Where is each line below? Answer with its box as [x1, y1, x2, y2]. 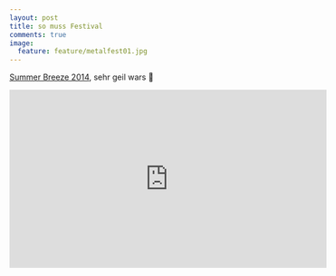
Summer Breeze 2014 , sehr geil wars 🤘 [9, 71, 154, 82]
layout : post [9, 13, 59, 23]
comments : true [9, 30, 67, 39]
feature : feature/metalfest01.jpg [17, 47, 148, 56]
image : [9, 38, 34, 48]
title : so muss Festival [9, 22, 103, 31]
